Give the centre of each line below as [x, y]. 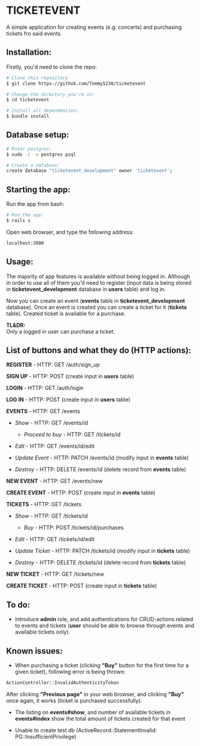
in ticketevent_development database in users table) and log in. [86, 289]
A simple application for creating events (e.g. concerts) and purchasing [94, 27]
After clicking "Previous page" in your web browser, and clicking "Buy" [95, 694]
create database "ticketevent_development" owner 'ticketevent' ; [89, 171]
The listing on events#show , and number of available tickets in [93, 712]
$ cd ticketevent [28, 100]
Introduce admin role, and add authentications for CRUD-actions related [104, 619]
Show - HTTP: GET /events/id [51, 423]
